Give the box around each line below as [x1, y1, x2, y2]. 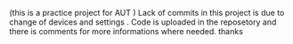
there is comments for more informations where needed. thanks [9, 26, 243, 36]
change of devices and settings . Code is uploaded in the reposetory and [9, 17, 277, 27]
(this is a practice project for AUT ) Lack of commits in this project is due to [9, 8, 285, 18]
